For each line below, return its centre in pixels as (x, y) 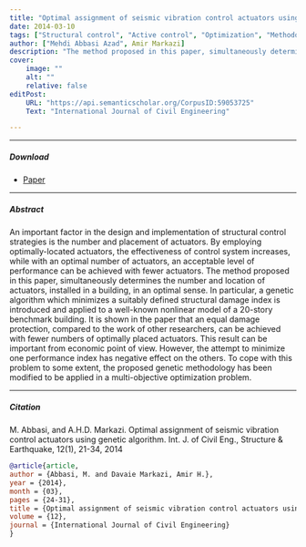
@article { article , (44, 466)
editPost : (28, 94)
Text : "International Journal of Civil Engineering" (128, 111)
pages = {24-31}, (42, 500)
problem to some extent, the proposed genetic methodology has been (141, 368)
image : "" (45, 69)
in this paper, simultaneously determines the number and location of (138, 281)
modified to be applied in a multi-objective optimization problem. (131, 377)
